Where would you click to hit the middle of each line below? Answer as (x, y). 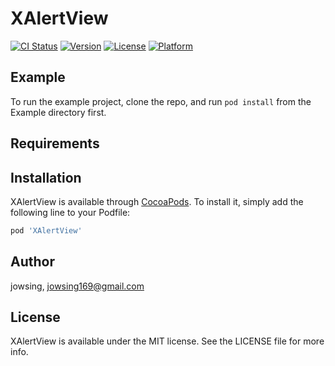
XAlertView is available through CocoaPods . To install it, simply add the (157, 201)
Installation (46, 177)
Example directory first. (58, 112)
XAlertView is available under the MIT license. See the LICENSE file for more (167, 341)
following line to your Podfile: (70, 212)
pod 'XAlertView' (46, 230)
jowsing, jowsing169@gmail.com (77, 286)
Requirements (55, 143)
